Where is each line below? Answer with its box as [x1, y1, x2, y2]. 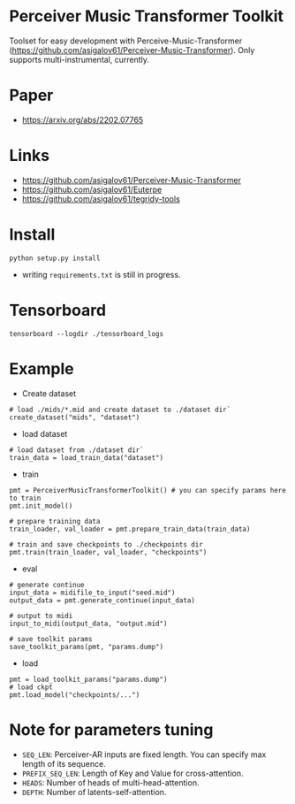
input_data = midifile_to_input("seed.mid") [9, 588, 176, 597]
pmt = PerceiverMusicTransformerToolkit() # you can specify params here [9, 486, 287, 494]
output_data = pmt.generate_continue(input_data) [9, 595, 196, 605]
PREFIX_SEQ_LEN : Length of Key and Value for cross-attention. [21, 768, 245, 778]
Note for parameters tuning [9, 719, 214, 739]
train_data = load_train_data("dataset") [9, 453, 164, 462]
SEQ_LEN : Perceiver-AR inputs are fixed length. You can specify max [21, 749, 267, 760]
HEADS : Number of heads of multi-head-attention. [21, 777, 200, 788]
